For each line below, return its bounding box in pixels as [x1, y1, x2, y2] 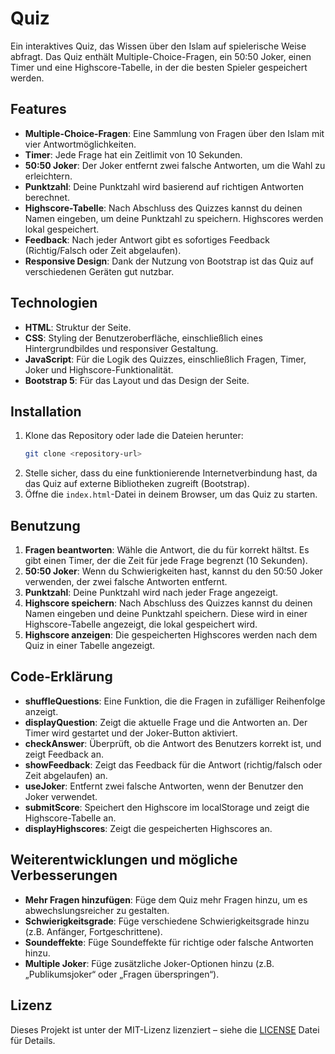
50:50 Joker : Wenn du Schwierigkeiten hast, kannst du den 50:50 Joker [24, 565, 323, 577]
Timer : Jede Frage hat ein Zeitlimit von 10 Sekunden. [24, 148, 243, 161]
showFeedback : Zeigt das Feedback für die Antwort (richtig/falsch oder [24, 758, 323, 771]
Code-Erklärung [10, 668, 113, 686]
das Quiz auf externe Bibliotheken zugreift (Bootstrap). [24, 478, 250, 490]
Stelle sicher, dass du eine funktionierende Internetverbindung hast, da [24, 467, 318, 479]
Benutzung [10, 517, 81, 534]
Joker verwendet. [24, 790, 98, 802]
